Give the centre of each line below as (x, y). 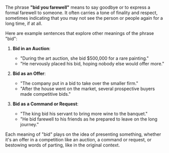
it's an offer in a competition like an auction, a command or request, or (78, 140)
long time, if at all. (24, 23)
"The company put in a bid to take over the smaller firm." (79, 83)
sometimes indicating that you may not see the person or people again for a (84, 18)
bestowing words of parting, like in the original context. (63, 145)
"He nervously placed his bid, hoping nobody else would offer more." (92, 64)
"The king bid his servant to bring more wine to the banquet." (84, 114)
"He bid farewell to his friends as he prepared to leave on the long (89, 119)
